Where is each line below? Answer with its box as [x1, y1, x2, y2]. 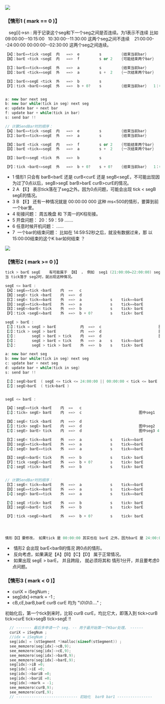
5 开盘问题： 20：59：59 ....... [12, 217, 74, 223]
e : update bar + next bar [5, 106, 58, 111]
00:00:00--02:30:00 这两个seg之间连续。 [27, 42, 111, 48]
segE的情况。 [12, 192, 40, 198]
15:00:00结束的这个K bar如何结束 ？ [12, 236, 85, 242]
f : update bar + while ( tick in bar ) [5, 111, 80, 115]
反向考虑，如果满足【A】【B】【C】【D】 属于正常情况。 [13, 552, 124, 557]
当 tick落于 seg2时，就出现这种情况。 [5, 274, 75, 280]
